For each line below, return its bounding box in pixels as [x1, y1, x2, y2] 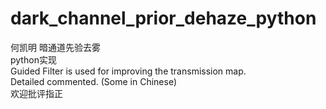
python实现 [10, 53, 57, 66]
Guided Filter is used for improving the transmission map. [10, 65, 247, 77]
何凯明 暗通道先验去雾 [10, 41, 101, 53]
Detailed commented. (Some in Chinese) [10, 75, 178, 87]
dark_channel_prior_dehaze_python [10, 7, 317, 30]
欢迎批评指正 [10, 87, 63, 99]
